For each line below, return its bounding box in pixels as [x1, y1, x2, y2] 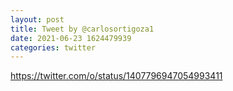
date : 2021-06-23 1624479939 [10, 33, 132, 43]
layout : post [10, 14, 65, 25]
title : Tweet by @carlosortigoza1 [10, 24, 155, 34]
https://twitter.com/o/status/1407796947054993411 [10, 70, 223, 82]
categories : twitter [10, 42, 97, 53]
